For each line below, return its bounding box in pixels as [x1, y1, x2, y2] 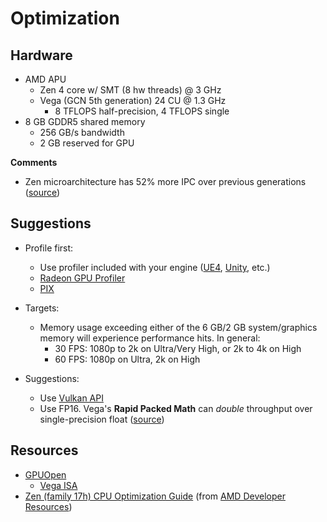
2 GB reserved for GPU [39, 137, 135, 149]
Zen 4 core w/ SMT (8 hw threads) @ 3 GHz [39, 84, 222, 96]
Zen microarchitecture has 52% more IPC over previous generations [24, 176, 307, 187]
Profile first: [24, 242, 74, 254]
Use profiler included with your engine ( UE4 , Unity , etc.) [39, 261, 271, 273]
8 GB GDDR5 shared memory [24, 116, 146, 127]
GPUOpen [24, 468, 67, 481]
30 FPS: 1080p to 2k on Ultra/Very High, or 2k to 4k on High [54, 342, 302, 354]
